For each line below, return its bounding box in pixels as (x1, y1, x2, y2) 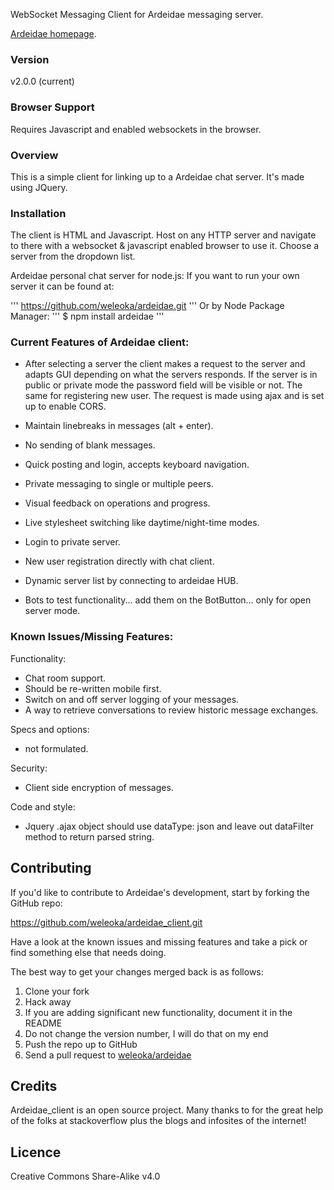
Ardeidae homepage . (10, 28, 97, 39)
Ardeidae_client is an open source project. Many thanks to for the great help (10, 1104, 324, 1116)
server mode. (24, 605, 81, 617)
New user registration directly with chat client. (24, 555, 215, 568)
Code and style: (10, 800, 76, 813)
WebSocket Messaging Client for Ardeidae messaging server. (10, 9, 264, 20)
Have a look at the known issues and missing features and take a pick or (10, 935, 308, 948)
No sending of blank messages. (24, 439, 156, 451)
